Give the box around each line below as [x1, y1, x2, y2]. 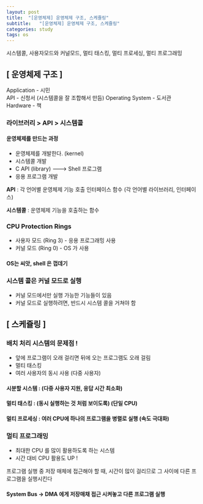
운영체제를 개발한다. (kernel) [15, 150, 84, 157]
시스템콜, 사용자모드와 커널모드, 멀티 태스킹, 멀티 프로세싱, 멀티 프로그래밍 [6, 50, 182, 57]
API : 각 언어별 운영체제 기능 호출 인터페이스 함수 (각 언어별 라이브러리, [6, 186, 175, 193]
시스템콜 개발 [15, 158, 47, 165]
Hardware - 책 [6, 102, 42, 109]
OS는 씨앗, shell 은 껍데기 [6, 259, 68, 267]
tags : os [6, 32, 29, 38]
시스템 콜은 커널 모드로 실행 [6, 277, 82, 285]
